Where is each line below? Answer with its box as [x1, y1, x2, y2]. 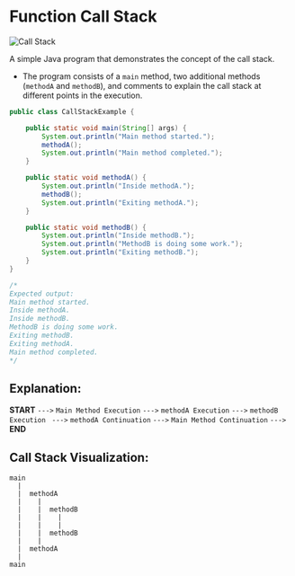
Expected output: [9, 289, 75, 298]
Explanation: [9, 380, 82, 396]
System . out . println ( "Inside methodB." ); [41, 231, 195, 240]
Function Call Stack [9, 6, 157, 27]
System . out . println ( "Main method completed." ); [41, 148, 223, 158]
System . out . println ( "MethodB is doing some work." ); [41, 240, 244, 249]
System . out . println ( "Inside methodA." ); [41, 182, 195, 191]
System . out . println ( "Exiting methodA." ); [41, 198, 200, 208]
